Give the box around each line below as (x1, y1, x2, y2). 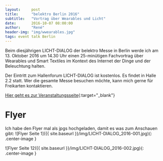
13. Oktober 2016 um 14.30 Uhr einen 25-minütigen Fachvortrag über (5, 53, 144, 58)
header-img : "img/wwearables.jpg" (5, 30, 76, 35)
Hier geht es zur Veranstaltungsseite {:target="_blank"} (5, 92, 115, 98)
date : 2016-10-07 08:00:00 (5, 20, 73, 26)
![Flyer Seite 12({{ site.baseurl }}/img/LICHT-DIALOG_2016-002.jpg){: (5, 145, 144, 151)
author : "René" (5, 25, 45, 30)
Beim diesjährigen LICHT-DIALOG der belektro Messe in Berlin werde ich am (5, 47, 159, 54)
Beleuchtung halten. (5, 63, 45, 69)
